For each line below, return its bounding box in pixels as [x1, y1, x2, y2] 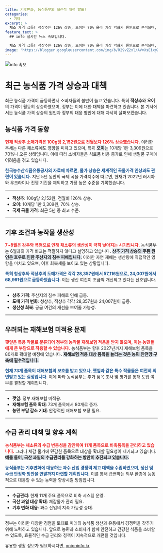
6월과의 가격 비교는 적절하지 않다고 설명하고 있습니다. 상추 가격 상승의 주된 [10, 248, 151, 254]
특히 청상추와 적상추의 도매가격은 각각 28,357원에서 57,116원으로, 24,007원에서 [5, 271, 157, 276]
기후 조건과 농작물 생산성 [5, 228, 74, 237]
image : [5, 47, 18, 53]
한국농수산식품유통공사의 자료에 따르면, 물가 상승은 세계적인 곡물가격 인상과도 [5, 167, 150, 173]
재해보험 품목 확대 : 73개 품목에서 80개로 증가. [12, 402, 98, 407]
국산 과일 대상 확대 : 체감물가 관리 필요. [12, 498, 84, 504]
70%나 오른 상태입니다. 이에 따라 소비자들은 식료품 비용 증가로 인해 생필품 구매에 [5, 151, 158, 157]
